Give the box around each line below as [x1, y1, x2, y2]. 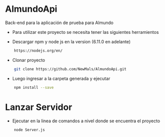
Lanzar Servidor [5, 102, 72, 112]
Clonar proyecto [12, 57, 45, 63]
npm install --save [14, 85, 54, 90]
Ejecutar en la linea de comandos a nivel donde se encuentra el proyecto [12, 118, 160, 124]
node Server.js [14, 127, 45, 132]
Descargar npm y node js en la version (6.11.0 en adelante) [12, 38, 131, 45]
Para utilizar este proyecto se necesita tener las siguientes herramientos [12, 29, 159, 35]
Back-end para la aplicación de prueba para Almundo [5, 20, 114, 26]
